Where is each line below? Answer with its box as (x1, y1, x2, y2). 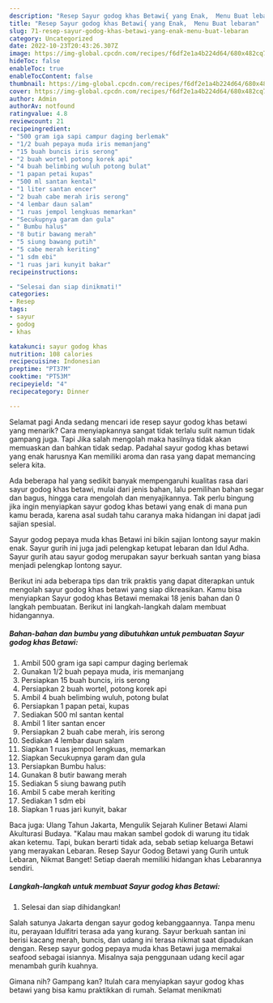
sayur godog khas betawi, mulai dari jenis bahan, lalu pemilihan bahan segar (9, 484, 264, 494)
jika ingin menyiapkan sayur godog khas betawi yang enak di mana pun (9, 502, 248, 511)
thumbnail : (9, 79, 46, 87)
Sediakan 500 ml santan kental (20, 710, 124, 719)
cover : (9, 87, 32, 96)
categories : (9, 290, 49, 298)
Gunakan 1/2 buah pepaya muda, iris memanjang (20, 666, 185, 676)
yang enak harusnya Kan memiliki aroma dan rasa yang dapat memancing (9, 451, 256, 461)
